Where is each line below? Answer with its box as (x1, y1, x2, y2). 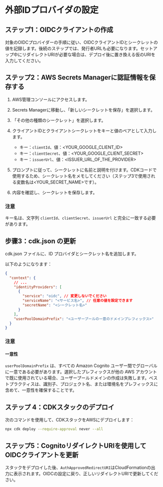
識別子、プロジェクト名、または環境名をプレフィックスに (43, 381, 158, 387)
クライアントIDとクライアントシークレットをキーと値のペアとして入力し (12, 128, 157, 134)
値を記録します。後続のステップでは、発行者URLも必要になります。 (5, 46, 141, 51)
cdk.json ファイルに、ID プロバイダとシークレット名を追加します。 (5, 251, 139, 256)
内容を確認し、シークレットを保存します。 (12, 189, 97, 195)
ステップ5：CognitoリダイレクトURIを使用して (5, 441, 147, 450)
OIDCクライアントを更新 (5, 451, 79, 459)
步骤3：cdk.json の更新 (5, 237, 76, 245)
